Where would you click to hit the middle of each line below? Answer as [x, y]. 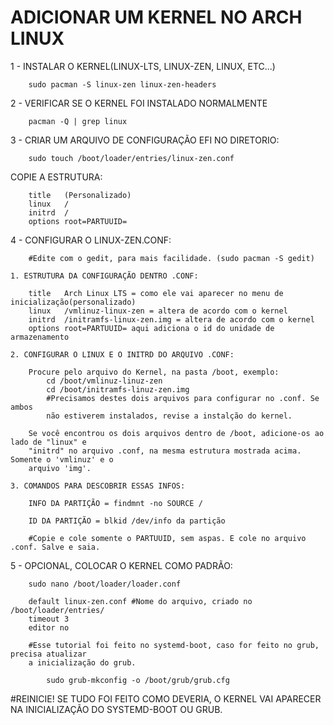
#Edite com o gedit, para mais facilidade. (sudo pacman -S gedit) [171, 258]
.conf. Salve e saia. [55, 547]
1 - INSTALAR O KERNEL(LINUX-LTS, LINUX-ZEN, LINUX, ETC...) [143, 66]
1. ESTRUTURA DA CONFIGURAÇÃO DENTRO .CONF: [104, 276]
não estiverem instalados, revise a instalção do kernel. [169, 416]
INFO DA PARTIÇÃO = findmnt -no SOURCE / [115, 503]
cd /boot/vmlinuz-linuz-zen [104, 381]
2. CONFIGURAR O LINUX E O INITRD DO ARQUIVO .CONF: [122, 354]
